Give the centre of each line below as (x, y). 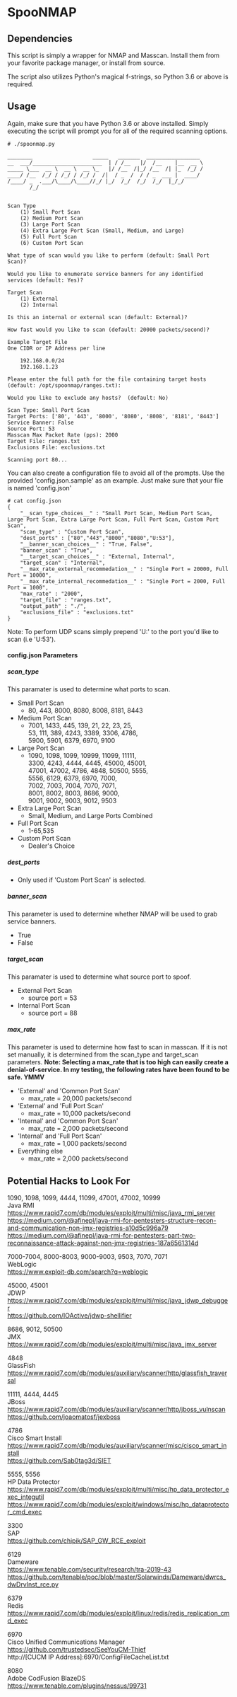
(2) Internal (39, 305)
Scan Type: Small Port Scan (49, 410)
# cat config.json (34, 501)
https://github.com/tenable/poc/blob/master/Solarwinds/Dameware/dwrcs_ (117, 1577)
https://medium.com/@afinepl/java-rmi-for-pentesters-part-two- (102, 1236)
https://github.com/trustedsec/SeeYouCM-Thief (77, 1650)
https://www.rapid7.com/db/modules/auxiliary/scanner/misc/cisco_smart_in (117, 1446)
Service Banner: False (41, 422)
